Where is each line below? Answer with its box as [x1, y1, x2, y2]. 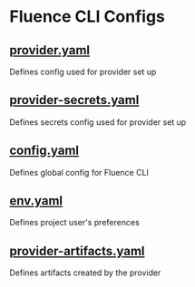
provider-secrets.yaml [9, 92, 140, 108]
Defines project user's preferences [9, 217, 141, 228]
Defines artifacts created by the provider [9, 267, 161, 278]
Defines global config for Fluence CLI [9, 167, 150, 177]
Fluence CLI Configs [9, 6, 166, 27]
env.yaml [9, 193, 63, 209]
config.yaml [9, 143, 80, 158]
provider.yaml [9, 43, 91, 58]
